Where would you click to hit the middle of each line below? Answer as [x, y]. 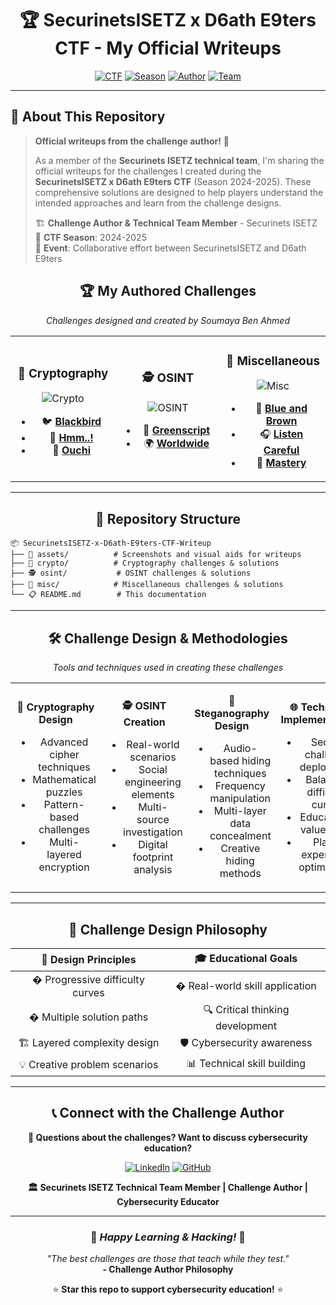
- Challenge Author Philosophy [168, 1269]
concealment [240, 836]
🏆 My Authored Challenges [168, 291]
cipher [64, 755]
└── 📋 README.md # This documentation [108, 595]
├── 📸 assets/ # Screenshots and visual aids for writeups [156, 555]
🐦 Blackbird [71, 422]
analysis [153, 869]
